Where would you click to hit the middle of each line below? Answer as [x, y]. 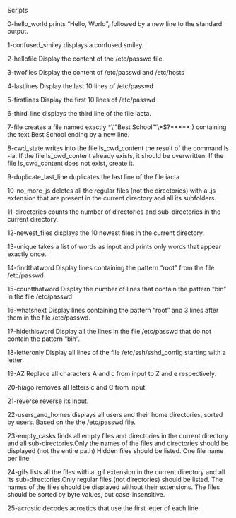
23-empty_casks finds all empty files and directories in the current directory [118, 436]
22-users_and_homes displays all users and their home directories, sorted [115, 415]
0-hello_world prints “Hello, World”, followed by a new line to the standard [115, 24]
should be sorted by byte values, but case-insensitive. [86, 494]
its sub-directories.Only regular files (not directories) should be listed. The [115, 480]
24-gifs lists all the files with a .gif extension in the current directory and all [116, 472]
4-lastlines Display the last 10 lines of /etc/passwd [81, 86]
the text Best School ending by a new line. [69, 134]
